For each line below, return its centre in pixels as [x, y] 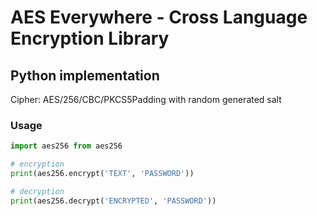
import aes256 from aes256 [66, 146]
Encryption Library [90, 38]
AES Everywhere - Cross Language [159, 17]
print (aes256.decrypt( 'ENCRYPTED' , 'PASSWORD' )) [113, 201]
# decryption [37, 191]
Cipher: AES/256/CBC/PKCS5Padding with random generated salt [146, 99]
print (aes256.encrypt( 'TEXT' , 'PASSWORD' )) [102, 174]
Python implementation [85, 75]
